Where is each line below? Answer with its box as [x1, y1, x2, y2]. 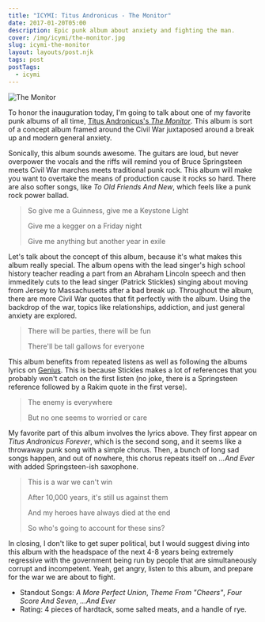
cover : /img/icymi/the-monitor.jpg [8, 33, 126, 42]
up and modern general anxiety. [8, 132, 112, 143]
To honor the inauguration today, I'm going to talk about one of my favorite [8, 108, 251, 117]
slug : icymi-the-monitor [8, 41, 90, 49]
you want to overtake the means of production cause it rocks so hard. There [8, 174, 256, 183]
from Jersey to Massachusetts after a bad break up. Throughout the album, [8, 285, 254, 295]
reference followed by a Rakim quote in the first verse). [8, 382, 187, 391]
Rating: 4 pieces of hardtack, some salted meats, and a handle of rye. [19, 604, 247, 614]
